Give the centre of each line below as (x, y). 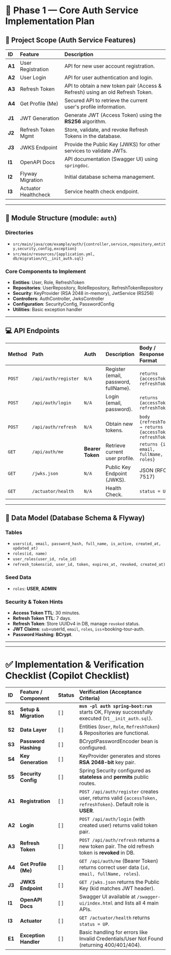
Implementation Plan (50, 21)
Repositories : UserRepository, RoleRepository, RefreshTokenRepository (88, 288)
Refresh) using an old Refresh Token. (109, 92)
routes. (88, 783)
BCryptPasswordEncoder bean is (119, 742)
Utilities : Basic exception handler (47, 309)
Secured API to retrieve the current (106, 100)
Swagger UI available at (107, 897)
